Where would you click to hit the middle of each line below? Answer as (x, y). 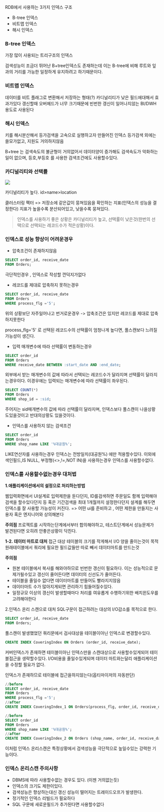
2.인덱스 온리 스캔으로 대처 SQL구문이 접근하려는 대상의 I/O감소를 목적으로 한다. (81, 609)
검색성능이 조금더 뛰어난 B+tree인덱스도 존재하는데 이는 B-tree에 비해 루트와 (78, 66)
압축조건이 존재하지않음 (34, 251)
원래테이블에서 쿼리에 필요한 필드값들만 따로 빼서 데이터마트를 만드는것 (72, 548)
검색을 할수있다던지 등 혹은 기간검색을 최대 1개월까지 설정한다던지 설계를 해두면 (80, 502)
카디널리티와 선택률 (26, 171)
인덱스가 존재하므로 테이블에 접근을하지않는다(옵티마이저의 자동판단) (70, 675)
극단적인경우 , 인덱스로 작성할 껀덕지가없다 (46, 275)
